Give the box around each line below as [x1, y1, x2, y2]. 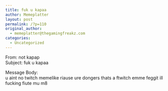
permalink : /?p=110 [5, 21, 47, 27]
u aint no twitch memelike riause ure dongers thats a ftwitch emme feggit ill [5, 74, 163, 81]
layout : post [5, 17, 33, 22]
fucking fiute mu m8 [5, 80, 48, 86]
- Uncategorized [10, 40, 44, 45]
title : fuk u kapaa [5, 7, 47, 13]
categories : [5, 36, 31, 41]
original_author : [5, 26, 42, 31]
